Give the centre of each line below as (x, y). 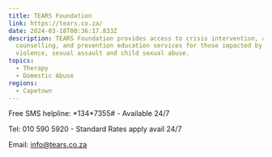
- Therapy (32, 68)
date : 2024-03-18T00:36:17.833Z (63, 31)
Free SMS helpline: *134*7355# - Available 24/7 (89, 114)
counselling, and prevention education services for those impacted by (139, 46)
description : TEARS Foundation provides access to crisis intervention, (134, 38)
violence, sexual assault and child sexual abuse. (103, 53)
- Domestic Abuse (45, 76)
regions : (23, 83)
